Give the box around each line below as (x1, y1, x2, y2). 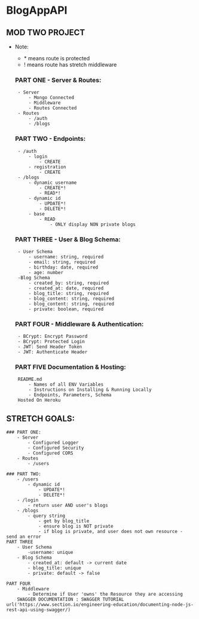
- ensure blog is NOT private (38, 523, 114, 529)
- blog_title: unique (27, 565, 82, 571)
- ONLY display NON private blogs (50, 221, 136, 227)
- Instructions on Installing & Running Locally (28, 387, 152, 393)
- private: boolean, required (28, 306, 104, 312)
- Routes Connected (28, 105, 77, 111)
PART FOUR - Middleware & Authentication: (14, 320, 144, 328)
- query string (27, 513, 66, 519)
